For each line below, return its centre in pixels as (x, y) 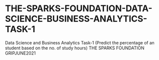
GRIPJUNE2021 (20, 53)
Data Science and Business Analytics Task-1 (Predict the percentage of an (80, 42)
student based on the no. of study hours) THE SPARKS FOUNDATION (75, 48)
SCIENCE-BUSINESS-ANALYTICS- (76, 19)
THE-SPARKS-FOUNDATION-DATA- (79, 9)
